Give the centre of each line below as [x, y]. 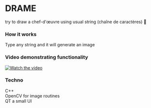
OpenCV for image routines [32, 96]
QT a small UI [18, 101]
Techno [14, 80]
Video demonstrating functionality [47, 57]
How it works [21, 34]
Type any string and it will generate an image [50, 45]
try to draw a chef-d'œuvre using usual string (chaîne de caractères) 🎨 [76, 22]
